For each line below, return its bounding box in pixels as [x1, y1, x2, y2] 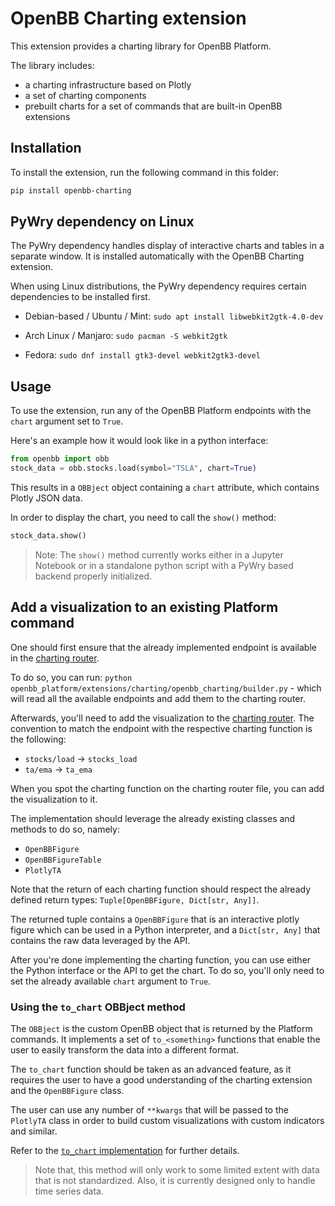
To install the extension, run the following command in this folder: [10, 166, 280, 178]
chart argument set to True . [10, 415, 124, 427]
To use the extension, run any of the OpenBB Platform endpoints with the [10, 405, 312, 417]
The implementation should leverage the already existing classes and [10, 812, 296, 824]
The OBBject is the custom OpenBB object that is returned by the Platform [10, 1022, 313, 1034]
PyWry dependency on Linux [10, 213, 195, 231]
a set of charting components [24, 89, 147, 101]
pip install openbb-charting [10, 185, 132, 196]
